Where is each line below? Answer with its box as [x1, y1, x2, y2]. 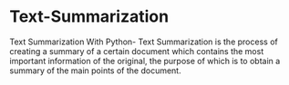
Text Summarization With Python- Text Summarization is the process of [9, 36, 278, 47]
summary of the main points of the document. [9, 65, 181, 76]
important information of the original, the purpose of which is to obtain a [9, 55, 281, 66]
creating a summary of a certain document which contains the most [9, 45, 264, 56]
